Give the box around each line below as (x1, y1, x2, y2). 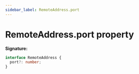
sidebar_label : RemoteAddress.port (5, 7, 80, 12)
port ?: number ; (10, 59, 42, 65)
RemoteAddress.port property (5, 28, 134, 40)
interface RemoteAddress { (5, 55, 62, 60)
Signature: (5, 45, 28, 51)
